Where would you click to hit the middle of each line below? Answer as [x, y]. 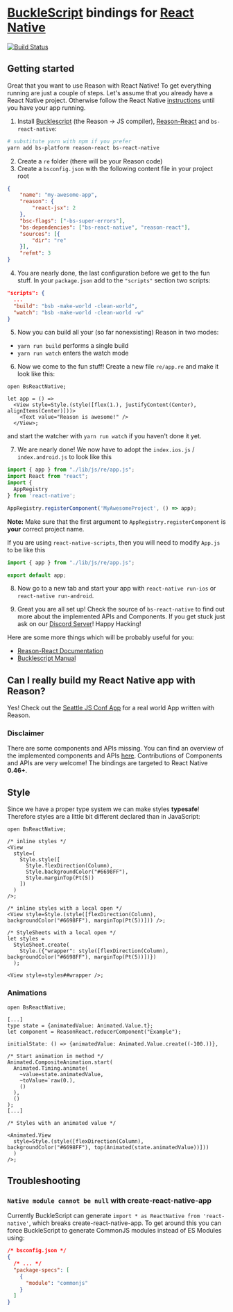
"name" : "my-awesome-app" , [59, 195]
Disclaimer [26, 733]
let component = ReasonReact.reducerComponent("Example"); [94, 1032]
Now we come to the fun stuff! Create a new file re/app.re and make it [118, 367]
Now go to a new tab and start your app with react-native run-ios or [116, 589]
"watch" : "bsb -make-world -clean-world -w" [79, 312]
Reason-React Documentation [60, 651]
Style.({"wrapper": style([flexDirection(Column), [94, 951]
